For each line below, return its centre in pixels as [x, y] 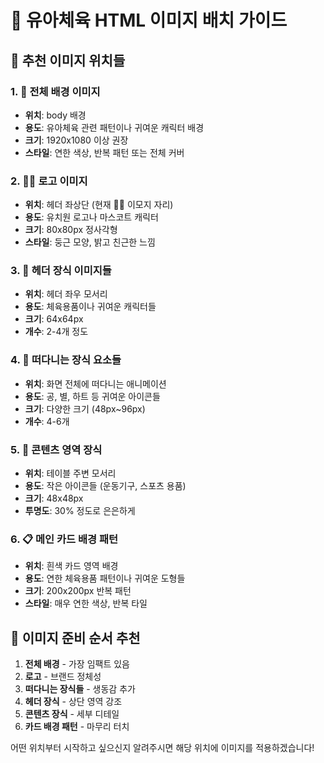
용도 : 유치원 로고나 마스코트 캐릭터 [91, 217]
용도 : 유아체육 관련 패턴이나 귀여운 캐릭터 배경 [114, 127]
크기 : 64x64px [54, 319]
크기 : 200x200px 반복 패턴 [78, 591]
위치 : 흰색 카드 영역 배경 [71, 566]
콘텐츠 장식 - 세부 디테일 [72, 714]
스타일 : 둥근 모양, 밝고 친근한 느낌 [90, 242]
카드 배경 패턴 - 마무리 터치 [77, 727]
